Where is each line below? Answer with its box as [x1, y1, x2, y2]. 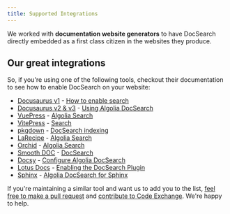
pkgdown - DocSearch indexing [17, 127, 109, 135]
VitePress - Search [17, 119, 72, 127]
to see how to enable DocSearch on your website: [7, 83, 151, 92]
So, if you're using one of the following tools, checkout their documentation [7, 76, 224, 84]
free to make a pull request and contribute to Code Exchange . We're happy [7, 192, 222, 200]
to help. [7, 199, 29, 208]
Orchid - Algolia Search [17, 141, 85, 150]
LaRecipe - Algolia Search [17, 134, 93, 142]
